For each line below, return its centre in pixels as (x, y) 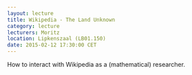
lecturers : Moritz (33, 32)
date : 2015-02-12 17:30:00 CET (52, 45)
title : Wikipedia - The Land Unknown (61, 20)
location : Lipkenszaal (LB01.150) (57, 39)
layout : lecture (30, 13)
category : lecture (33, 26)
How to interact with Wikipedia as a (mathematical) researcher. (96, 64)
